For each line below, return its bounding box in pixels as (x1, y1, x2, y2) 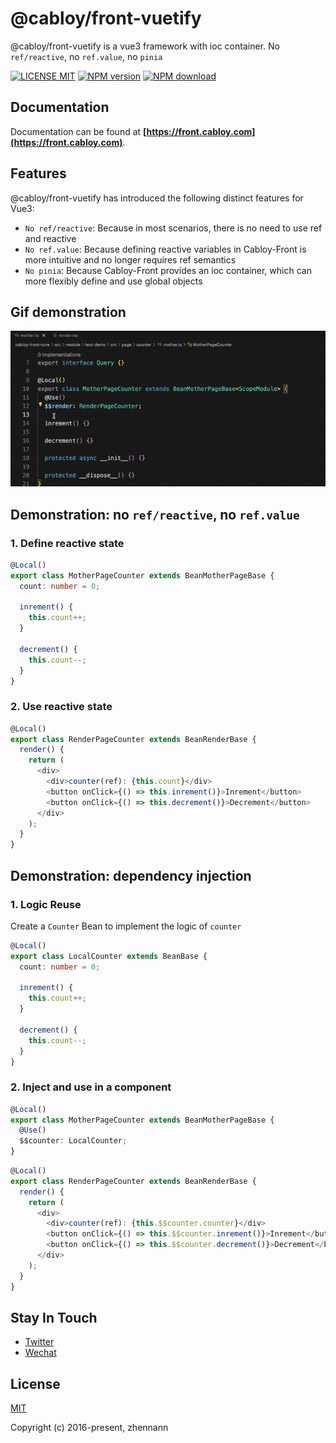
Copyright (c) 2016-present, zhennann (10, 1422, 169, 1434)
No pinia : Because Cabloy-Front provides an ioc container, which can (24, 264, 312, 276)
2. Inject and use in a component (10, 1080, 172, 1094)
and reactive (24, 232, 77, 244)
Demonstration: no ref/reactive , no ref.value (10, 506, 300, 523)
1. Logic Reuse (10, 897, 82, 911)
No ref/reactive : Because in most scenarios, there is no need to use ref (24, 222, 323, 234)
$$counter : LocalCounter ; (19, 1136, 128, 1146)
